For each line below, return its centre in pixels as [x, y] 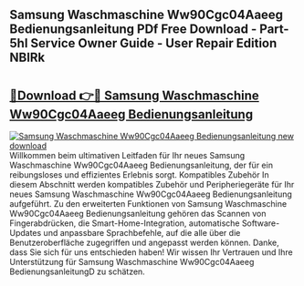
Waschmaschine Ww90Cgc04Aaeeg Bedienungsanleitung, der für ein [142, 165]
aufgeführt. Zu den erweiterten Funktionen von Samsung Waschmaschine [148, 204]
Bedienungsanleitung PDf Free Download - [133, 30]
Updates [26, 233]
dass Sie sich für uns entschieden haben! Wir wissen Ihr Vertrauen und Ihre [152, 252]
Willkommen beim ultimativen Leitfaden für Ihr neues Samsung [127, 155]
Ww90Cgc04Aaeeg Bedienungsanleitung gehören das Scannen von [138, 214]
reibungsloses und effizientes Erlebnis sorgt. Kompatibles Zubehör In [139, 175]
